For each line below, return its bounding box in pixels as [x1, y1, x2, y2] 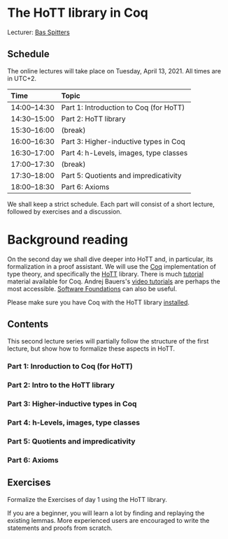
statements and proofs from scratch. [7, 524, 113, 532]
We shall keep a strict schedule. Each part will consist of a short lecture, [7, 200, 215, 208]
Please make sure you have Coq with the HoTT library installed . [7, 298, 190, 307]
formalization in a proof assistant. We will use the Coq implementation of [7, 262, 217, 270]
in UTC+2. [7, 74, 37, 82]
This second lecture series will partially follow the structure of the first [7, 337, 209, 345]
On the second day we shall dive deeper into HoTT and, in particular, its [7, 255, 213, 263]
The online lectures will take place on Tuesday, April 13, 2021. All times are [7, 66, 222, 75]
